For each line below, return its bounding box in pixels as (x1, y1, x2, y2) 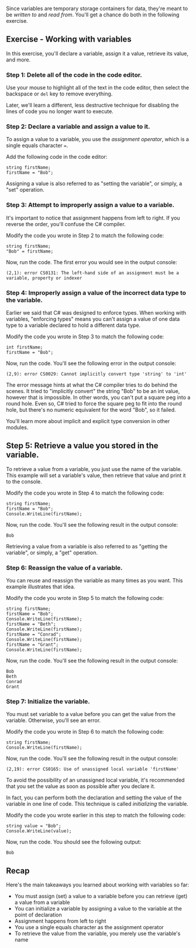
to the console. (6, 478, 42, 485)
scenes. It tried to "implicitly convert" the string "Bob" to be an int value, (6, 388, 180, 394)
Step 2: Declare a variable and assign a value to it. (6, 122, 150, 131)
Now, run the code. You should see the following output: (6, 838, 142, 845)
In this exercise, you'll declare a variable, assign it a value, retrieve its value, (6, 50, 189, 57)
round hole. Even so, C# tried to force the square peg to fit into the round (6, 400, 183, 407)
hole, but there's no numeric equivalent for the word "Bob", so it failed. (6, 407, 177, 413)
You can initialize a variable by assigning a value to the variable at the (14, 905, 183, 912)
